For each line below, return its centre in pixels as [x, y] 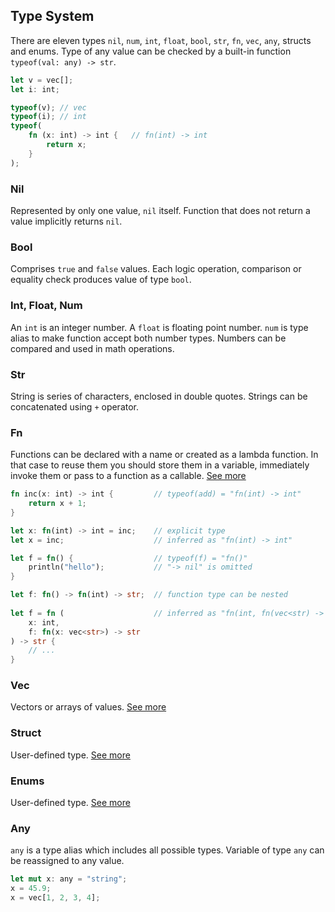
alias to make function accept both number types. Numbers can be [148, 338]
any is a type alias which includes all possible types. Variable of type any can [167, 850]
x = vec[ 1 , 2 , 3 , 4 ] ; [55, 898]
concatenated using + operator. [75, 406]
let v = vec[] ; [42, 80]
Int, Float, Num [46, 306]
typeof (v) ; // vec [48, 107]
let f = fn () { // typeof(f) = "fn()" [129, 558]
